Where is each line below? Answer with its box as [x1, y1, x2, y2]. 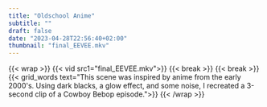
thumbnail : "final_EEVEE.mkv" [8, 42, 110, 50]
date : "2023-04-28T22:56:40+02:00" [8, 34, 128, 43]
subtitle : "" [8, 19, 52, 27]
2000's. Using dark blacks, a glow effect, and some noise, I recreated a [8, 81, 245, 91]
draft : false [8, 27, 52, 35]
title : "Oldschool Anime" [8, 11, 95, 20]
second [8, 89, 34, 99]
